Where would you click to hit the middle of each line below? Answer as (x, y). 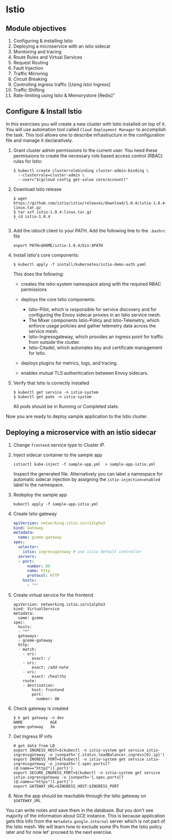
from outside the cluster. (54, 342)
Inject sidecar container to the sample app (58, 455)
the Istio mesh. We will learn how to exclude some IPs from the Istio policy (84, 827)
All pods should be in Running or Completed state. (66, 406)
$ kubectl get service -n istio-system (56, 392)
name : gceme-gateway (40, 537)
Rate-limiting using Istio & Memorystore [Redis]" (64, 95)
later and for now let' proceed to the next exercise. (59, 832)
